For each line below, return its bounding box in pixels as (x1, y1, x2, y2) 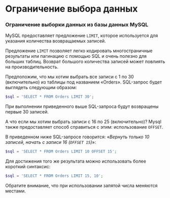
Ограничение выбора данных (5, 3, 138, 15)
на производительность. (5, 64, 59, 70)
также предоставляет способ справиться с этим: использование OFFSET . (5, 124, 163, 130)
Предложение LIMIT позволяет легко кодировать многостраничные (5, 48, 153, 54)
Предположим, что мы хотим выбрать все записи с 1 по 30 (5, 74, 134, 80)
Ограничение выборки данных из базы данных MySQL (5, 21, 149, 28)
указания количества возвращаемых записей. (5, 38, 106, 44)
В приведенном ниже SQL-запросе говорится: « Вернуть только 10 (5, 134, 150, 140)
